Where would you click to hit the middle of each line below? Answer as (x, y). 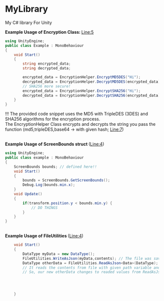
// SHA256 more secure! (47, 86)
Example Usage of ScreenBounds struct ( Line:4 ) (55, 144)
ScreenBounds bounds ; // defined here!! (55, 167)
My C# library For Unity (29, 23)
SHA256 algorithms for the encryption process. (53, 119)
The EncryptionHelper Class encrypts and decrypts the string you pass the (81, 124)
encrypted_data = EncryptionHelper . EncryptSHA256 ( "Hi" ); (82, 91)
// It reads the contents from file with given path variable (87, 268)
